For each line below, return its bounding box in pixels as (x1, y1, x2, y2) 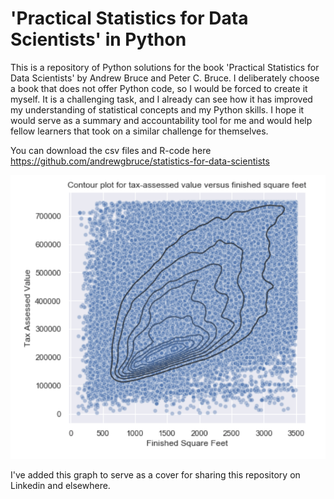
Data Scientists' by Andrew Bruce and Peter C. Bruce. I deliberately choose (10, 72, 320, 84)
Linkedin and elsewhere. (10, 479, 111, 491)
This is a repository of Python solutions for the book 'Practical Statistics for (10, 61, 320, 73)
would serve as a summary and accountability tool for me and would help (10, 114, 313, 126)
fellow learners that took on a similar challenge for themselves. (10, 125, 269, 137)
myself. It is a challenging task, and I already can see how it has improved (10, 93, 313, 105)
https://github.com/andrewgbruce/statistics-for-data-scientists (10, 155, 270, 167)
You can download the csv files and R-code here (10, 144, 212, 156)
